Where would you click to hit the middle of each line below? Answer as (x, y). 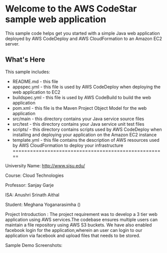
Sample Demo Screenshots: (34, 245)
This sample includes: (28, 72)
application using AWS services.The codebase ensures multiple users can (81, 219)
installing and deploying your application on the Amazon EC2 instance (84, 135)
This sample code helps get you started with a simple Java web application (82, 33)
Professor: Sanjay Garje (29, 185)
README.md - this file (35, 81)
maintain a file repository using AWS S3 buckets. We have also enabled (78, 225)
